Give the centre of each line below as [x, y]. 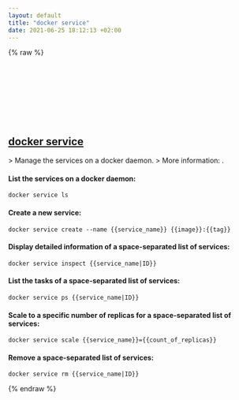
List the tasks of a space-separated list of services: [94, 281]
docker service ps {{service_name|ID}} [74, 297]
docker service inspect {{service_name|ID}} [82, 264]
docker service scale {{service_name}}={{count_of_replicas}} [112, 340]
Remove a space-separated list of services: [81, 357]
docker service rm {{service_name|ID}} [74, 374]
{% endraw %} [32, 389]
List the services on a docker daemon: [72, 178]
